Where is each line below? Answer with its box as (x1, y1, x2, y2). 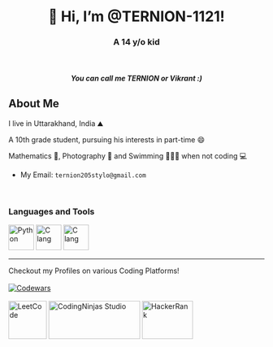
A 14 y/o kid (113, 37, 160, 48)
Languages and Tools (8, 206, 95, 217)
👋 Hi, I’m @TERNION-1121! (48, 7, 225, 26)
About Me (8, 97, 59, 111)
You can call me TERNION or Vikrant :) (70, 73, 203, 84)
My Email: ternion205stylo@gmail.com (19, 170, 146, 180)
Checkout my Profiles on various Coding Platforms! (8, 266, 180, 275)
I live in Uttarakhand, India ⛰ (8, 118, 104, 128)
